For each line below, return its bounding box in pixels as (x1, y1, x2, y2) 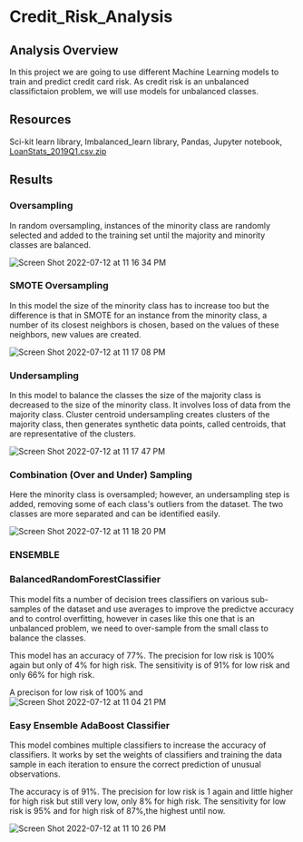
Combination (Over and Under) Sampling (9, 469, 193, 482)
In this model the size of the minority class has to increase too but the (9, 299, 269, 310)
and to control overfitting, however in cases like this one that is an (9, 612, 256, 623)
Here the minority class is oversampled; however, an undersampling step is (9, 489, 290, 500)
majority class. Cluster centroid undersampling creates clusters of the (9, 409, 270, 420)
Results (9, 172, 54, 188)
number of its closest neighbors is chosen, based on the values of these (9, 319, 279, 330)
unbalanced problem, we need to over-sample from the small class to (9, 622, 269, 633)
